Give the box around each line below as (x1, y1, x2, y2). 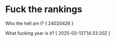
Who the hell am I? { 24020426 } (5, 20, 74, 26)
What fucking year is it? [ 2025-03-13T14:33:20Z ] (5, 30, 110, 36)
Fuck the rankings (5, 4, 83, 15)
